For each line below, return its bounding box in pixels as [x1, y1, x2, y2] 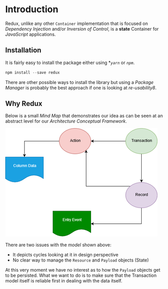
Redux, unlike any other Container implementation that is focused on [5, 20, 148, 26]
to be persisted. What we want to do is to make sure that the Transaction [5, 272, 157, 278]
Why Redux [5, 99, 43, 108]
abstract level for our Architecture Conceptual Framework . [5, 118, 128, 124]
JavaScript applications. [5, 31, 56, 37]
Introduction [5, 4, 59, 15]
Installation [5, 46, 41, 54]
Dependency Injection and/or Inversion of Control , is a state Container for [5, 25, 159, 32]
